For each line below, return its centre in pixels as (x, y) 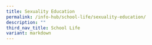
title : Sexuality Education (41, 11)
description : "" (26, 22)
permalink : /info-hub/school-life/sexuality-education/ (76, 17)
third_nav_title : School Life (43, 28)
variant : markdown (29, 33)
